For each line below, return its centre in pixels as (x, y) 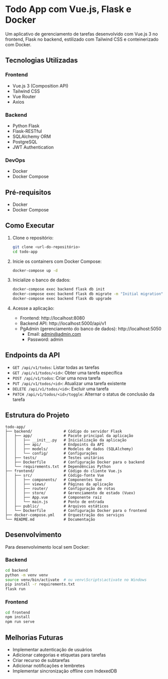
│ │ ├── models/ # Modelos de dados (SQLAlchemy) (69, 449)
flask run (16, 589)
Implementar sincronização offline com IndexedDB (65, 671)
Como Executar (30, 226)
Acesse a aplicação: (33, 309)
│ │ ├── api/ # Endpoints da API (55, 444)
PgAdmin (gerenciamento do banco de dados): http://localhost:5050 (91, 329)
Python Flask (26, 126)
